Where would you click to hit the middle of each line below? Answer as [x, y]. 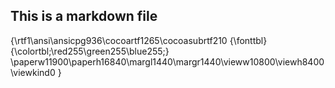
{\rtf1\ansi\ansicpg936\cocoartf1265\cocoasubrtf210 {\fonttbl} [139, 40]
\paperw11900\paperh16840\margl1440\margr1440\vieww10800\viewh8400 [167, 61]
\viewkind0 [33, 72]
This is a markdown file [84, 16]
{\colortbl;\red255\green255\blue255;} [90, 51]
